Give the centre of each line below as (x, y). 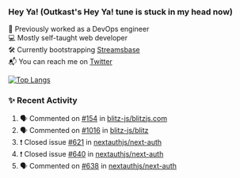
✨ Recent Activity (43, 100)
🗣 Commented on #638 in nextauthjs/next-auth (98, 165)
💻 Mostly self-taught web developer (68, 38)
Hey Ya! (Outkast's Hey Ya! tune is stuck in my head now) (121, 12)
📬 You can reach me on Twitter (60, 62)
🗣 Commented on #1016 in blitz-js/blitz (84, 130)
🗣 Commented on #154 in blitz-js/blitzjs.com (93, 118)
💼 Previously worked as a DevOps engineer (79, 29)
